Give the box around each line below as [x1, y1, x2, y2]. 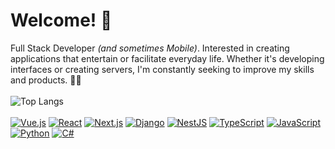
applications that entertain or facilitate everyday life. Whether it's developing [10, 52, 325, 64]
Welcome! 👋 [10, 9, 113, 32]
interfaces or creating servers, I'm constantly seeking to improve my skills [10, 63, 315, 75]
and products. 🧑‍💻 [10, 74, 82, 86]
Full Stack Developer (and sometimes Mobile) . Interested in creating [10, 42, 290, 54]
